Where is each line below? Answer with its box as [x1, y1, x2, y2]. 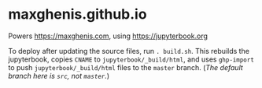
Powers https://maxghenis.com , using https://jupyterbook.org [8, 31, 208, 40]
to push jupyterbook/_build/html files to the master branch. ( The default [8, 62, 244, 72]
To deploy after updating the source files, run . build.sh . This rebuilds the [8, 46, 250, 55]
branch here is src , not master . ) [8, 71, 110, 80]
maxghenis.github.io [8, 5, 147, 23]
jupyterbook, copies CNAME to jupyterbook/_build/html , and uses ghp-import [8, 55, 254, 64]
